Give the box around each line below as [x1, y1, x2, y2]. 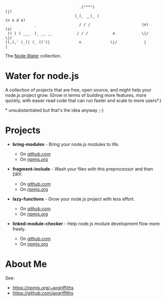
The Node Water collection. [5, 53, 61, 58]
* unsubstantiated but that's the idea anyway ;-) [5, 107, 104, 113]
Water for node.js [5, 70, 79, 82]
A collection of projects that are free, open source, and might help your [5, 86, 151, 92]
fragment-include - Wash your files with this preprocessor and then [12, 165, 153, 172]
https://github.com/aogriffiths [12, 290, 73, 296]
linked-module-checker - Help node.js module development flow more [12, 220, 160, 226]
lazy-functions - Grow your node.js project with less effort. [12, 195, 135, 202]
